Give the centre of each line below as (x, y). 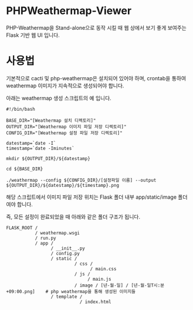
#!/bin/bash (21, 109)
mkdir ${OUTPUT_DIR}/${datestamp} (48, 159)
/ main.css (103, 269)
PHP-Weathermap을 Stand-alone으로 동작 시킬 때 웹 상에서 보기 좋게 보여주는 (96, 28)
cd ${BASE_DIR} (25, 169)
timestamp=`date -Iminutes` (40, 148)
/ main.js (99, 279)
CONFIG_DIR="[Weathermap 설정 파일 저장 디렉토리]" (64, 133)
